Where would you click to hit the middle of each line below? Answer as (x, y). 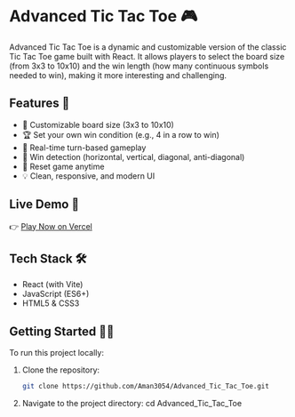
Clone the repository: (61, 370)
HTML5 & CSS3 (51, 303)
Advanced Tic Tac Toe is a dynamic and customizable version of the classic (148, 47)
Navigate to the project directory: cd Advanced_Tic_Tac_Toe (132, 404)
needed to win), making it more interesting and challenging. (118, 75)
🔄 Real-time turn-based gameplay (84, 148)
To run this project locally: (57, 353)
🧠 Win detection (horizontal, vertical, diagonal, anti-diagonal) (133, 156)
